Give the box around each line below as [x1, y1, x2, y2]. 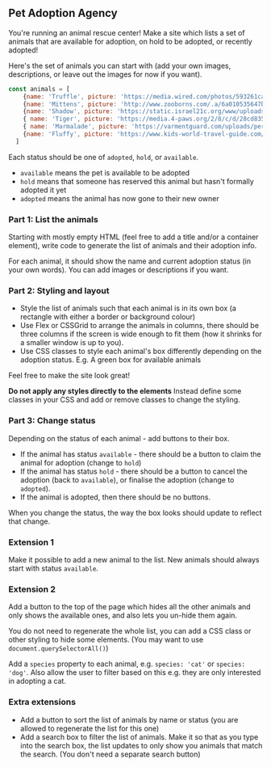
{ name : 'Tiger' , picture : [23, 115, 114, 124]
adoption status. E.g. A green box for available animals [19, 355, 202, 365]
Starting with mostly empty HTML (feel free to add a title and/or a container [8, 232, 259, 242]
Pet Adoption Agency [8, 6, 119, 20]
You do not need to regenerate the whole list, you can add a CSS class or [8, 626, 252, 636]
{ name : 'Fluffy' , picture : [23, 130, 114, 138]
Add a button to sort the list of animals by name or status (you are [19, 714, 239, 724]
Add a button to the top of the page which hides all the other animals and [8, 602, 252, 612]
